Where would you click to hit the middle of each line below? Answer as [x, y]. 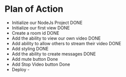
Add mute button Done [35, 59]
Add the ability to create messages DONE [54, 54]
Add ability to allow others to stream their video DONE [66, 43]
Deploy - [21, 69]
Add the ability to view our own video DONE [56, 38]
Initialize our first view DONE [41, 27]
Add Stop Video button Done [41, 64]
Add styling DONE [30, 49]
